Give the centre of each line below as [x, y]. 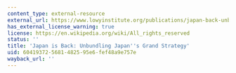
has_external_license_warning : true [61, 26]
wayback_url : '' [31, 59]
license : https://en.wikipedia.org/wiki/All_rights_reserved [99, 33]
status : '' [23, 40]
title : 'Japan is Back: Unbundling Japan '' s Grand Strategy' [99, 46]
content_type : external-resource [56, 14]
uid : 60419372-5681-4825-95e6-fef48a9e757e [72, 53]
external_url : [28, 20]
